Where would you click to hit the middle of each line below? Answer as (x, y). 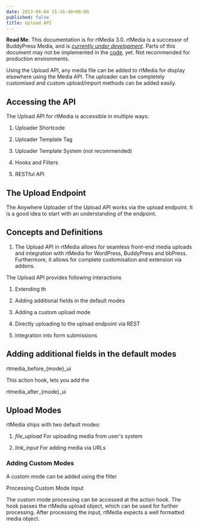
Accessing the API (41, 102)
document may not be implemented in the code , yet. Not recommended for (98, 53)
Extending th (30, 289)
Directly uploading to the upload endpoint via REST (77, 324)
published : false (28, 17)
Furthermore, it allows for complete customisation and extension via (98, 259)
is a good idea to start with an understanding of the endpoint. (81, 214)
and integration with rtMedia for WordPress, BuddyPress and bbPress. (101, 253)
